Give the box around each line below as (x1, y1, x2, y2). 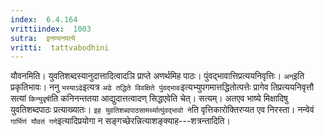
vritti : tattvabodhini (10, 42, 110, 53)
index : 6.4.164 (10, 14, 78, 25)
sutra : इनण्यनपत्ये (10, 33, 76, 43)
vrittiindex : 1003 (10, 24, 92, 34)
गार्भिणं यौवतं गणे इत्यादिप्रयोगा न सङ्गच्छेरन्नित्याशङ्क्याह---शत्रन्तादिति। (10, 115, 231, 127)
